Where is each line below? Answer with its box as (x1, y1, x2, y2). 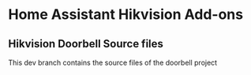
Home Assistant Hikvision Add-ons (8, 6, 243, 24)
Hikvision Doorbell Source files (8, 37, 164, 51)
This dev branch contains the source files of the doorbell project (8, 58, 218, 67)
